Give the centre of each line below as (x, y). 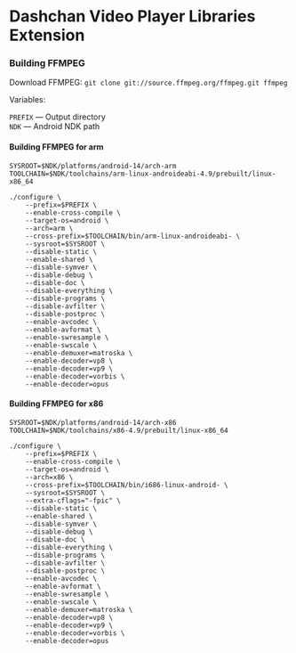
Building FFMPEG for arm (56, 147)
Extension (47, 35)
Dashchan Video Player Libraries (132, 16)
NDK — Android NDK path (55, 127)
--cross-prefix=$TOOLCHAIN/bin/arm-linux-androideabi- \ (133, 236)
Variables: (28, 100)
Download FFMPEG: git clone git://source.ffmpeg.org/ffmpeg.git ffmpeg (148, 83)
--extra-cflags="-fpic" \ (73, 501)
